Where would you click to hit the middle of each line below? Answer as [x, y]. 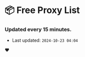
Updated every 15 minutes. [38, 30]
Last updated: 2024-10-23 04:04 [45, 40]
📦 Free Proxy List [42, 10]
